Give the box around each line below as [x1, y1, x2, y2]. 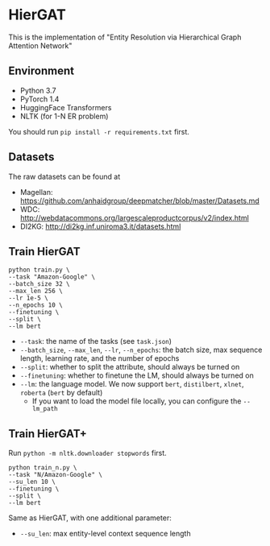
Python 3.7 [19, 85, 56, 95]
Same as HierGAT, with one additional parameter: [8, 513, 172, 523]
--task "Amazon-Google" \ [8, 273, 95, 281]
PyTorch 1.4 [19, 94, 60, 104]
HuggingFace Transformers [19, 102, 112, 112]
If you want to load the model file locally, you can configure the [31, 396, 242, 406]
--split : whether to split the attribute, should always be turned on [19, 362, 240, 372]
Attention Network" [8, 40, 73, 50]
